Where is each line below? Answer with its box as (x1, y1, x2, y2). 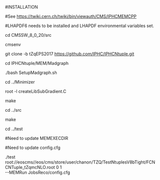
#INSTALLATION (5, 4, 38, 10)
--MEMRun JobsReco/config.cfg (5, 169, 70, 175)
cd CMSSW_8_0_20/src (5, 32, 52, 38)
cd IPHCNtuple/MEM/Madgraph (5, 60, 69, 66)
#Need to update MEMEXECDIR (5, 135, 69, 141)
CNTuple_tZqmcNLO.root (5, 165, 55, 170)
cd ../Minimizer (5, 79, 35, 85)
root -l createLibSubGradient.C (5, 89, 66, 94)
